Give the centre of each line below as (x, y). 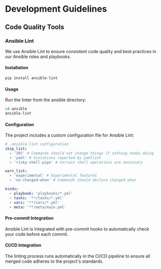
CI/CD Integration (23, 245)
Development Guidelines (56, 9)
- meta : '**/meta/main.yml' (38, 207)
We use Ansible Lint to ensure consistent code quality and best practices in (81, 51)
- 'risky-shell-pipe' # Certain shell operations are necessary (76, 162)
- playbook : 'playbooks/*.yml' (41, 193)
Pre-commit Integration (29, 218)
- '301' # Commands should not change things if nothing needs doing (81, 153)
